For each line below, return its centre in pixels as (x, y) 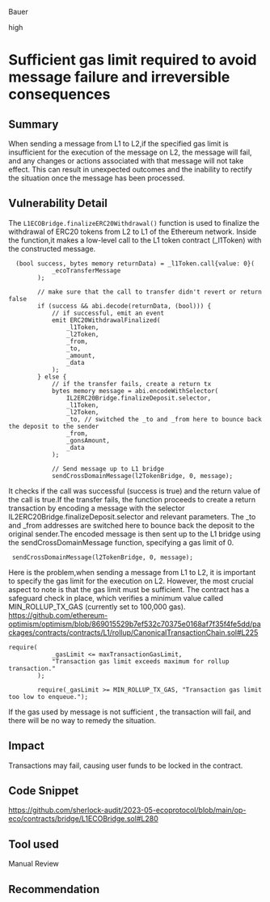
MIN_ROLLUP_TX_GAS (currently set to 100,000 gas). (97, 607)
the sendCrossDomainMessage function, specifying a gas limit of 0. (121, 542)
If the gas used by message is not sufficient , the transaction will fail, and (130, 712)
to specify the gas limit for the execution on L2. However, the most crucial (131, 581)
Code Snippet (44, 791)
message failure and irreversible (119, 77)
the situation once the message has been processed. (97, 178)
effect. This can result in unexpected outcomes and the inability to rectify (130, 169)
